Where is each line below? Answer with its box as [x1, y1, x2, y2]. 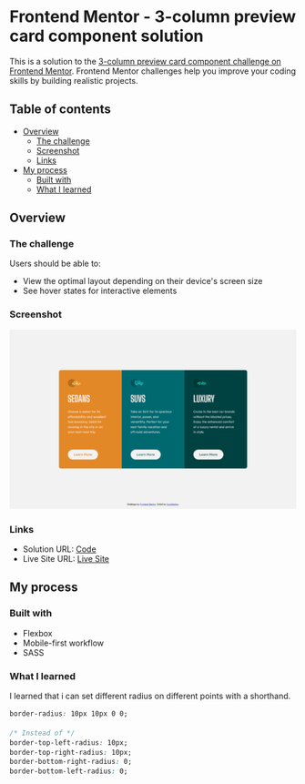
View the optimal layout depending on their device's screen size [22, 276, 263, 287]
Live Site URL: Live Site [22, 554, 110, 565]
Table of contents [9, 102, 111, 117]
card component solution [9, 25, 204, 46]
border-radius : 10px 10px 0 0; [9, 709, 128, 718]
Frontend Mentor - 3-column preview [9, 6, 297, 27]
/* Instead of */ [9, 728, 76, 738]
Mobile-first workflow [22, 637, 105, 648]
